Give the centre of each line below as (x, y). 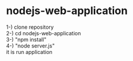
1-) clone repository (30, 27)
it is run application (29, 52)
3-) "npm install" (26, 39)
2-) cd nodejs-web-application (43, 33)
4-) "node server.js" (30, 46)
